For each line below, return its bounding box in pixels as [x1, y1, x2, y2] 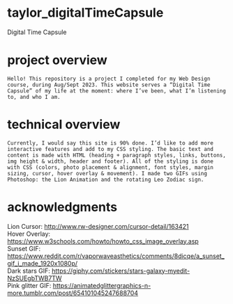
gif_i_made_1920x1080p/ [7, 259, 78, 267]
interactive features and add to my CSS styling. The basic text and [7, 145, 214, 152]
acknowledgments [7, 200, 117, 215]
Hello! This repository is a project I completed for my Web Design [7, 75, 211, 82]
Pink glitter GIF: [7, 281, 52, 289]
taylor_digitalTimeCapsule [7, 5, 164, 21]
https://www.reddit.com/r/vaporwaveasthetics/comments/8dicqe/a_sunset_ [7, 252, 225, 260]
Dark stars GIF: [7, 266, 51, 275]
